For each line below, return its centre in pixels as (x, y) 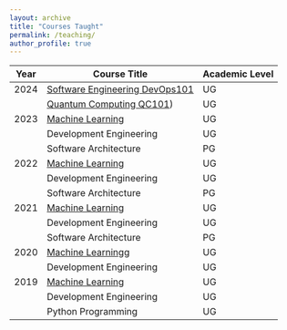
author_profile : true (51, 43)
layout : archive (40, 18)
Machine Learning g (88, 253)
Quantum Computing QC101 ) (110, 104)
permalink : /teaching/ (52, 35)
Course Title (120, 74)
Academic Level (238, 74)
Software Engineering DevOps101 (120, 89)
